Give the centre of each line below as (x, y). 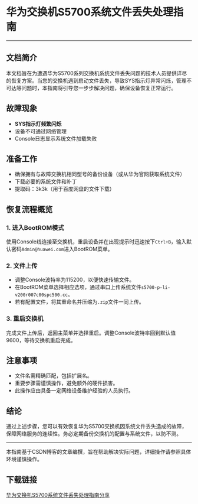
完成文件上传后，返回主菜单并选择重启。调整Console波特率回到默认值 (91, 333)
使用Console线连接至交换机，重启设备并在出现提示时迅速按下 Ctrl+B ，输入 (96, 242)
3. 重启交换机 (25, 318)
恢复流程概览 (29, 209)
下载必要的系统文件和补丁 (46, 181)
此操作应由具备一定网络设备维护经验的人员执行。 (74, 391)
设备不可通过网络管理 (40, 131)
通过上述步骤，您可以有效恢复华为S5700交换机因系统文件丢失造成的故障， (97, 427)
